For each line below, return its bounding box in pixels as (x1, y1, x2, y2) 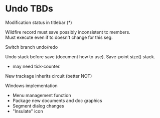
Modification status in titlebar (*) (5, 19, 72, 25)
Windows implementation (5, 83, 58, 89)
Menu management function (12, 92, 71, 98)
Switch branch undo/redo (5, 44, 58, 50)
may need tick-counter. (12, 63, 61, 69)
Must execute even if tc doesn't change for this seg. (5, 34, 113, 40)
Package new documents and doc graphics (12, 98, 103, 104)
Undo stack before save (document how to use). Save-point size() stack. (5, 53, 155, 60)
